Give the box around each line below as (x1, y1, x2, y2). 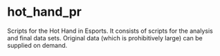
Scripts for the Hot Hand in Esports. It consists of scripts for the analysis (7, 27, 213, 35)
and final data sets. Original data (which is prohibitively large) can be (7, 33, 203, 42)
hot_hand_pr (7, 4, 82, 20)
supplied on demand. (7, 41, 68, 49)
